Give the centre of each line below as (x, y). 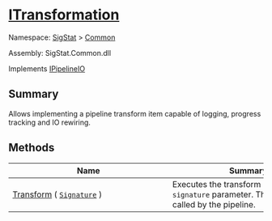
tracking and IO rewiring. (50, 122)
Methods (32, 148)
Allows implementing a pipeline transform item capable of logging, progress (135, 113)
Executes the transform (217, 184)
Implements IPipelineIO (47, 68)
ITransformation (64, 15)
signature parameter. (213, 194)
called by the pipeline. (215, 204)
